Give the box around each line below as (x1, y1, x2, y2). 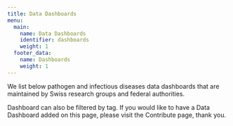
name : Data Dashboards (20, 30, 86, 37)
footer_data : (13, 50, 52, 57)
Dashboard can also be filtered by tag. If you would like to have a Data (7, 103, 211, 111)
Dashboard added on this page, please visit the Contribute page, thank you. (7, 111, 227, 119)
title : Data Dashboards (7, 10, 77, 18)
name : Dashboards (20, 56, 71, 63)
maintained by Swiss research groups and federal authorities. (7, 89, 185, 98)
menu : (7, 17, 23, 24)
